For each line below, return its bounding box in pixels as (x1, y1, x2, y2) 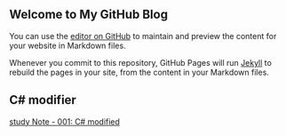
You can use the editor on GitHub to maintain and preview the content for (9, 30, 277, 41)
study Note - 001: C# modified (9, 116, 120, 127)
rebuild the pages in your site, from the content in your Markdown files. (9, 67, 269, 77)
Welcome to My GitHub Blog (9, 7, 169, 22)
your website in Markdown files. (9, 40, 126, 51)
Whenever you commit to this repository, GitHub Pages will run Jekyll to (9, 57, 273, 68)
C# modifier (9, 92, 77, 108)
